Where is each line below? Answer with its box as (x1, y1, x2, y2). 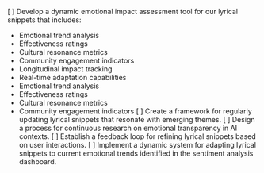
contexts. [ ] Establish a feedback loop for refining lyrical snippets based (18, 132, 257, 141)
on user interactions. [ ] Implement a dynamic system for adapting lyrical (18, 140, 257, 149)
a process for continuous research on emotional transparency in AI (18, 123, 238, 133)
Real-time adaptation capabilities (18, 73, 127, 82)
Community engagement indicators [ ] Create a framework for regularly (18, 106, 253, 116)
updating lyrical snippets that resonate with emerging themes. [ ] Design (18, 115, 255, 124)
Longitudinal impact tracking (18, 64, 113, 74)
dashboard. (18, 157, 57, 166)
